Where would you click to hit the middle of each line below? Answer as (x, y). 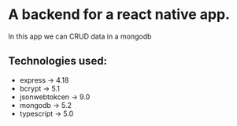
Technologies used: (58, 61)
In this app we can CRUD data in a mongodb (80, 36)
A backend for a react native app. (119, 15)
